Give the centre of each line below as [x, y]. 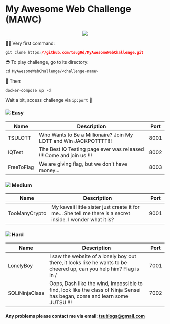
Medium [22, 185]
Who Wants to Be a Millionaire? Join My [86, 135]
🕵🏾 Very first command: [30, 43]
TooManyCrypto [27, 213]
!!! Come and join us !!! [65, 155]
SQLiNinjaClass [26, 293]
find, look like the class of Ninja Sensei [95, 290]
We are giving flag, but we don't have [83, 164]
